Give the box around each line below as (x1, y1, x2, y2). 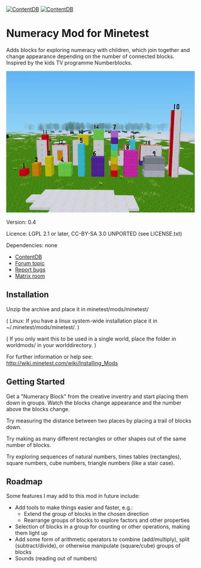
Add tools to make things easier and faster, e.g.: (14, 504, 133, 511)
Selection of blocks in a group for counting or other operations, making (14, 523, 190, 530)
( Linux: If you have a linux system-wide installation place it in (6, 317, 157, 324)
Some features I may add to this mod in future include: (6, 493, 141, 500)
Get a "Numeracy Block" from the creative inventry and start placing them (6, 393, 188, 400)
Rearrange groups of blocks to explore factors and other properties (23, 517, 190, 524)
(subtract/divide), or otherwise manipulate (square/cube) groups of (14, 542, 181, 549)
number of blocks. (6, 441, 51, 448)
